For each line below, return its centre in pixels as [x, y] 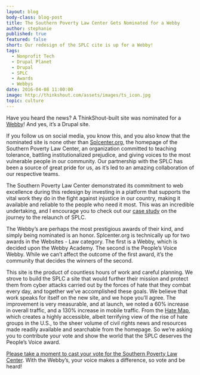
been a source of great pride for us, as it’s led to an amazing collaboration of [100, 167]
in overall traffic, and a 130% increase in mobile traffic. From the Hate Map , [98, 310]
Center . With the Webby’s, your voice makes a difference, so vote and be [96, 360]
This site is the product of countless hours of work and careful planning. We [99, 272]
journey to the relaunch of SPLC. [46, 217]
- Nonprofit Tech [33, 56]
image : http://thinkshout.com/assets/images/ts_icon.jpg [79, 95]
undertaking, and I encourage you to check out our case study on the [92, 211]
